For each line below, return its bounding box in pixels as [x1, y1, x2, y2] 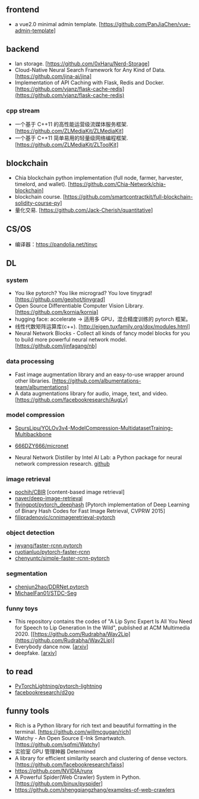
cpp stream [6, 106, 40, 115]
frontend [6, 5, 40, 15]
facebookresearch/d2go [14, 688, 75, 695]
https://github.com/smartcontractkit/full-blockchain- [64, 193, 193, 200]
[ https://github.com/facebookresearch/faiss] [14, 761, 125, 768]
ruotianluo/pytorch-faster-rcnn [14, 549, 90, 556]
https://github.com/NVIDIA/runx [14, 767, 93, 774]
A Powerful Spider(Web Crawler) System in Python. [14, 773, 141, 781]
